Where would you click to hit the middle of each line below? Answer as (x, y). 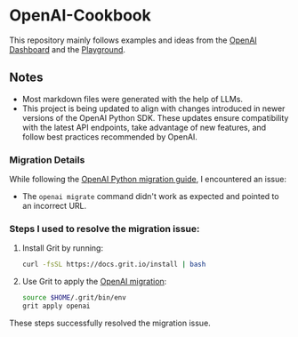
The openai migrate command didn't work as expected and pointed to (150, 197)
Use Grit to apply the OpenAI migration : (94, 282)
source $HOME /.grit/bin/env (74, 298)
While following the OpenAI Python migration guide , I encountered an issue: (148, 180)
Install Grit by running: (63, 248)
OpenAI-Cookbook (80, 16)
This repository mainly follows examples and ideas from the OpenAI (133, 40)
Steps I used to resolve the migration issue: (105, 229)
